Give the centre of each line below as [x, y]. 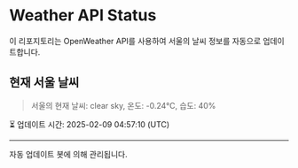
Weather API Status [83, 15]
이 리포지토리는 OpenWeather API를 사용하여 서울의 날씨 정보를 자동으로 [135, 41]
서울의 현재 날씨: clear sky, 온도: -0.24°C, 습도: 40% [123, 105]
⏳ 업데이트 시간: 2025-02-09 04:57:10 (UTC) [90, 124]
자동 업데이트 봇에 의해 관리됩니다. [68, 154]
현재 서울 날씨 [44, 83]
